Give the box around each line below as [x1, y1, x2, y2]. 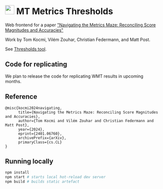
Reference [5, 93, 38, 101]
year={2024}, [18, 127, 45, 132]
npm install [5, 170, 29, 175]
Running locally [5, 157, 54, 166]
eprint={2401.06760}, [18, 131, 62, 136]
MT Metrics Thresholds [16, 6, 113, 17]
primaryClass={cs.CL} [18, 140, 62, 145]
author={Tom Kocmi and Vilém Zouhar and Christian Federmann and [18, 118, 154, 123]
